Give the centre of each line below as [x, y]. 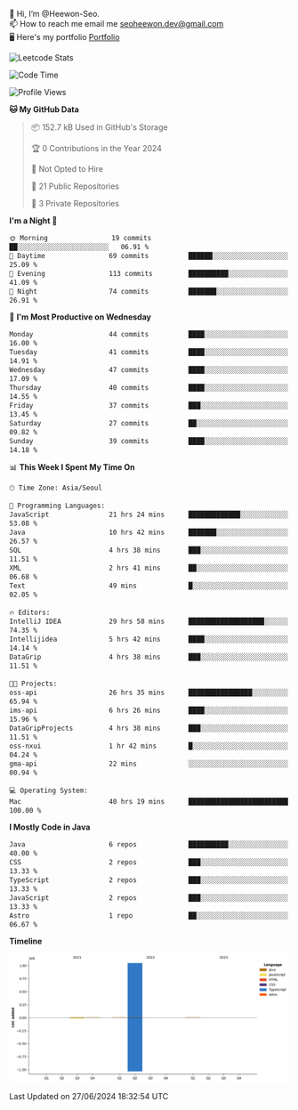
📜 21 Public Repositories [75, 186]
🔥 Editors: [30, 612]
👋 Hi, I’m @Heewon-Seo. [55, 14]
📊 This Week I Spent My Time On [72, 467]
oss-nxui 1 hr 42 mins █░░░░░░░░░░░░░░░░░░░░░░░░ [149, 746]
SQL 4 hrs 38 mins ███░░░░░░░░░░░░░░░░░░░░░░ [149, 550]
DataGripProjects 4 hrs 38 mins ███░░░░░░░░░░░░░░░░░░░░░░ [149, 728]
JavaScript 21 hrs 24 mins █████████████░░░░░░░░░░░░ [149, 514]
